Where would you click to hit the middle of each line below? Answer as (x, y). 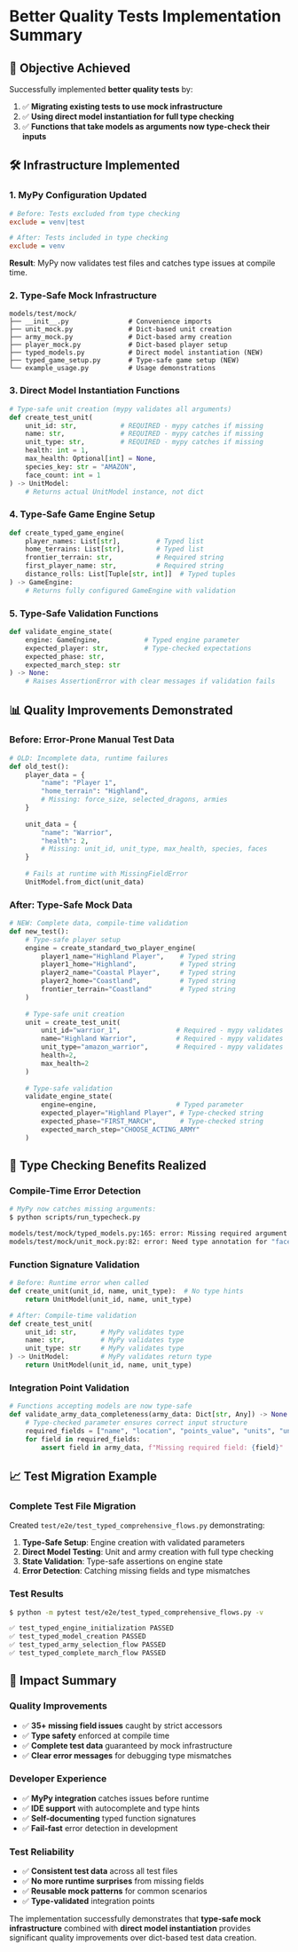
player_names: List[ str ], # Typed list (114, 541)
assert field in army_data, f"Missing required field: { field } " (162, 1448)
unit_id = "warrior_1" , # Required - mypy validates (162, 1031)
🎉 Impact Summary (63, 1681)
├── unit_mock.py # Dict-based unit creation (121, 329)
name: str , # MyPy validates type (105, 1340)
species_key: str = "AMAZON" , (81, 467)
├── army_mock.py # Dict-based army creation (121, 337)
